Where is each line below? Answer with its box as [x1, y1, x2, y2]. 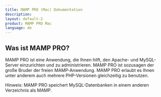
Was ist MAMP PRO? [5, 44, 70, 52]
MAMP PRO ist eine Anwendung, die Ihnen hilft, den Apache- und [5, 57, 139, 63]
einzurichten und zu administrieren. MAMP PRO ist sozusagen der [19, 62, 154, 68]
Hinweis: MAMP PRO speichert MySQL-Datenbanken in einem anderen [5, 82, 149, 88]
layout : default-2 [5, 16, 43, 21]
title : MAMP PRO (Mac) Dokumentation [5, 7, 83, 12]
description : [5, 12, 32, 17]
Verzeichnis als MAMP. [5, 87, 52, 93]
